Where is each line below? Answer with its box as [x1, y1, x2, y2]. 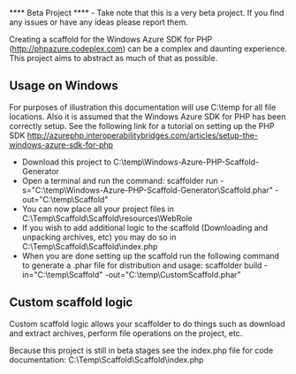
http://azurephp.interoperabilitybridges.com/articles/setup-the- [27, 130, 259, 141]
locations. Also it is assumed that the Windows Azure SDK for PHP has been [9, 111, 286, 122]
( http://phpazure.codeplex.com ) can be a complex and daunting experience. [9, 43, 287, 54]
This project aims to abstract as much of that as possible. [9, 53, 218, 63]
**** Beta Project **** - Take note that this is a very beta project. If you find [9, 8, 285, 18]
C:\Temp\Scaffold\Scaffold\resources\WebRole [21, 212, 193, 224]
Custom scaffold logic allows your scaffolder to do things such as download [9, 318, 285, 329]
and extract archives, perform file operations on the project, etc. [9, 327, 243, 339]
